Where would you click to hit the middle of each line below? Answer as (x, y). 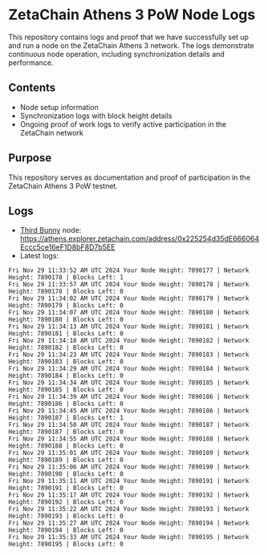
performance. (31, 63)
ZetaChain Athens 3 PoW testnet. (63, 185)
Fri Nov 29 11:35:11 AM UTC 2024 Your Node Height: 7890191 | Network (129, 481)
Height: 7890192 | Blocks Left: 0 (66, 502)
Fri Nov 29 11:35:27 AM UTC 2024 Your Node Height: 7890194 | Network (129, 523)
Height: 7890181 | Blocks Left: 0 (66, 334)
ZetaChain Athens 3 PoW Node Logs (132, 15)
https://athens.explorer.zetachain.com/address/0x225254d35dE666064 (139, 239)
